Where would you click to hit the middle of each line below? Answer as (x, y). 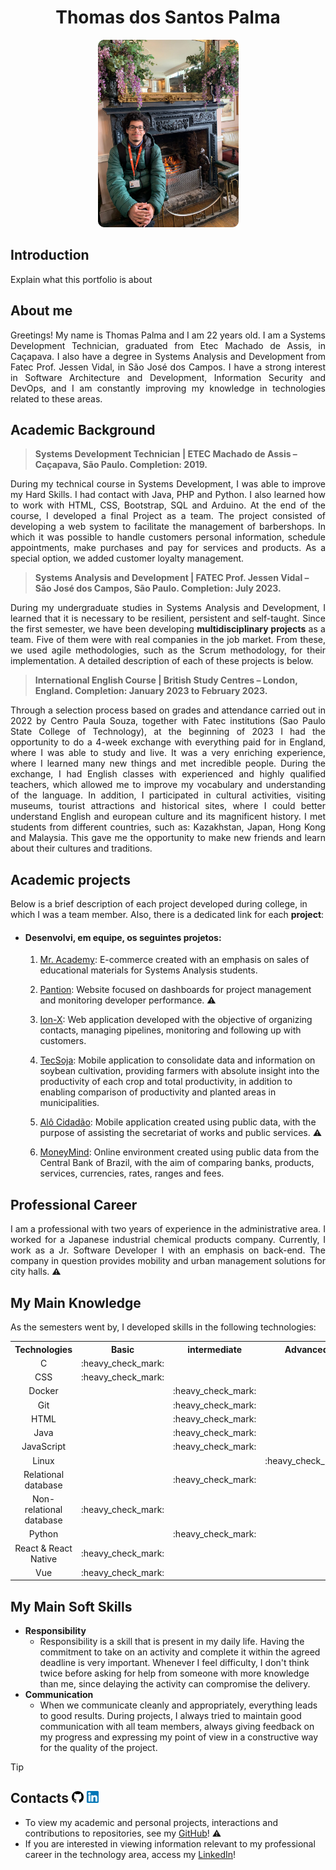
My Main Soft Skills (71, 1606)
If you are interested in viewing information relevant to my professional (170, 1843)
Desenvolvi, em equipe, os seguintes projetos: (123, 937)
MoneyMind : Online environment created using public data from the (179, 1152)
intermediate (215, 1349)
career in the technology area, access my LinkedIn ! (130, 1854)
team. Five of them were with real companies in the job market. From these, (168, 640)
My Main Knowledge (76, 1302)
